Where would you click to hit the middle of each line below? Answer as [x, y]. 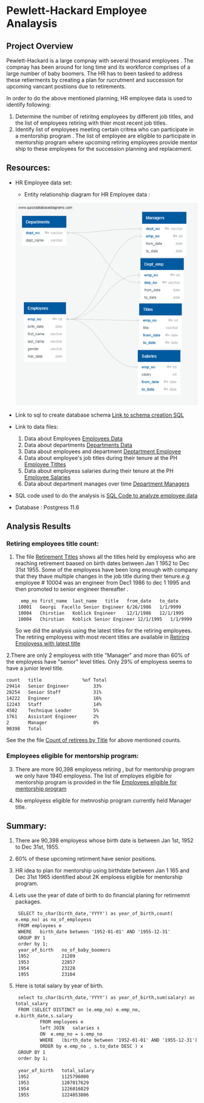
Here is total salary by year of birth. [59, 986]
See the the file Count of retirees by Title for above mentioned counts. [94, 740]
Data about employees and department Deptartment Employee [102, 451]
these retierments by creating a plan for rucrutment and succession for [95, 80]
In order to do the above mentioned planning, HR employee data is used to [99, 98]
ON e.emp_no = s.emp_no [71, 1034]
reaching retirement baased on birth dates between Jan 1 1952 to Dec [102, 563]
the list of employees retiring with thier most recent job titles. [91, 123]
